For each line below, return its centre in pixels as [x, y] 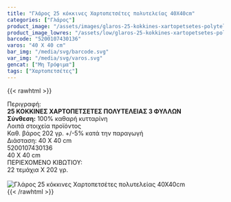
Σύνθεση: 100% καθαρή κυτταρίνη [57, 118]
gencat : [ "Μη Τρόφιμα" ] [41, 65]
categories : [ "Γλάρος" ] [41, 20]
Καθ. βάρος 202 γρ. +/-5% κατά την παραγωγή [75, 133]
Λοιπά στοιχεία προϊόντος [44, 126]
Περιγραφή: [24, 104]
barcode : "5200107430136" [44, 39]
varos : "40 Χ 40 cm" [37, 45]
